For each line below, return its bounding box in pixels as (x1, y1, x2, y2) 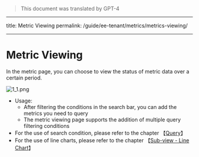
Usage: (14, 97, 33, 104)
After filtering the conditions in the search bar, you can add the (23, 103, 177, 110)
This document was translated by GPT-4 (20, 5, 120, 12)
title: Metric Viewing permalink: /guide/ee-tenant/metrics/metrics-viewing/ (6, 22, 188, 29)
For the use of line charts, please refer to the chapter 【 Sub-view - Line (14, 136, 190, 144)
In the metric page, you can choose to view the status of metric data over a (6, 68, 190, 75)
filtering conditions (23, 122, 70, 129)
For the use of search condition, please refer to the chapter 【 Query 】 (14, 129, 187, 136)
